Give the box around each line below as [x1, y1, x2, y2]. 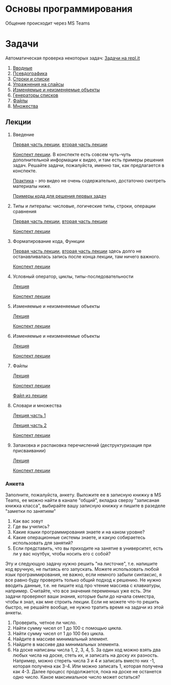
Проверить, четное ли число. [12, 619, 77, 626]
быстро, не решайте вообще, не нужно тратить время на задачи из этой [5, 604, 164, 610]
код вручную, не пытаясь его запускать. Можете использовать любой [5, 566, 159, 572]
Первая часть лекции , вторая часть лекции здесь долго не [12, 248, 142, 254]
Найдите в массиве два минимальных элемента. [12, 641, 120, 647]
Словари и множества [12, 402, 62, 408]
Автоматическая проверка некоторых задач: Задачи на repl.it [5, 55, 140, 61]
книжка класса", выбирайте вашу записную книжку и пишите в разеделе [5, 503, 166, 509]
